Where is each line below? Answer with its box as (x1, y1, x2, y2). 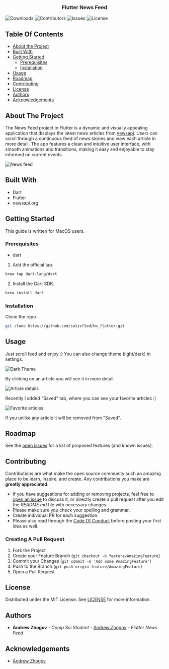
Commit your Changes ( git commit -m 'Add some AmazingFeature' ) (12, 558, 152, 564)
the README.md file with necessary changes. (12, 502, 108, 508)
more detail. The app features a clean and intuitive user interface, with (5, 141, 151, 147)
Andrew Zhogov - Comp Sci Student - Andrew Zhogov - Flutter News (12, 625, 157, 631)
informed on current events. (5, 151, 63, 157)
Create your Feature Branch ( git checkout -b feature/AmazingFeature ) (12, 553, 160, 559)
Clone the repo (5, 313, 36, 319)
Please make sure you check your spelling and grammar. (12, 507, 130, 513)
